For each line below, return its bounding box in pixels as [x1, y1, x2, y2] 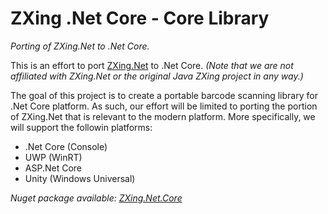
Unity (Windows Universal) [24, 172, 136, 184]
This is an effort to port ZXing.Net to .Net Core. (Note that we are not [10, 59, 294, 71]
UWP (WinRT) [24, 151, 83, 163]
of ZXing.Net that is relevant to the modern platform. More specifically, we [10, 110, 316, 122]
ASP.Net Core [24, 162, 82, 174]
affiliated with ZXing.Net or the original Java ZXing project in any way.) [10, 70, 304, 82]
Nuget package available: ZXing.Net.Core [10, 192, 183, 204]
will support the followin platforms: [10, 121, 153, 133]
